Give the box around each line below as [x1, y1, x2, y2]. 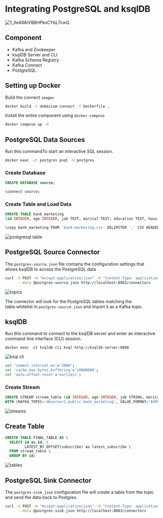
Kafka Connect [12, 62, 42, 68]
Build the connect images [5, 94, 55, 100]
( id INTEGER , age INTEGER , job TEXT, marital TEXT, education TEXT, [5, 216, 147, 221]
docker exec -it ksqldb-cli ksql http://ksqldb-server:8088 [5, 345, 130, 350]
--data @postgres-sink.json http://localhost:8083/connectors [17, 508, 147, 513]
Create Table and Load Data [5, 201, 72, 208]
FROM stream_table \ [9, 449, 51, 454]
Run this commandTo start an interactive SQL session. [5, 149, 113, 154]
